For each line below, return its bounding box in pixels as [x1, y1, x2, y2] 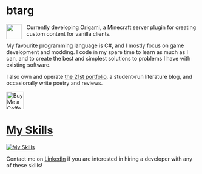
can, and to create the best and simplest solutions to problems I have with [6, 55, 191, 62]
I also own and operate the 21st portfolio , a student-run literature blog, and [6, 73, 192, 80]
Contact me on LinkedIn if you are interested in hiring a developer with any [6, 155, 193, 162]
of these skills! [6, 161, 42, 169]
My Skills [6, 124, 53, 137]
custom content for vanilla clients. [26, 30, 111, 37]
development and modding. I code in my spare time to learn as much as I [6, 48, 189, 55]
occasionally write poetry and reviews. [6, 79, 103, 87]
